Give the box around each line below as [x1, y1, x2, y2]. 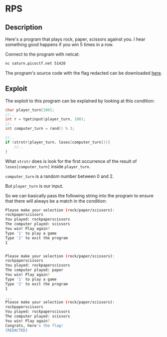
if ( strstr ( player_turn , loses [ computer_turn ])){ [5, 140, 111, 145]
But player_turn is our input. [5, 183, 64, 189]
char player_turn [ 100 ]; [5, 107, 55, 113]
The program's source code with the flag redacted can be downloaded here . [5, 70, 163, 76]
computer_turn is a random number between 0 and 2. [5, 173, 114, 179]
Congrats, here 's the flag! [5, 323, 64, 328]
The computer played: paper [5, 267, 64, 273]
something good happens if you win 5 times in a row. [5, 42, 114, 48]
